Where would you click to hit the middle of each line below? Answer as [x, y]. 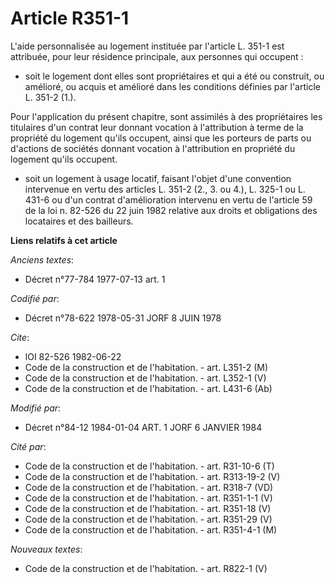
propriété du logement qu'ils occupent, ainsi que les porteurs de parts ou [161, 138]
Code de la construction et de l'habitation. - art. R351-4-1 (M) [151, 529]
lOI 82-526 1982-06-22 [73, 356]
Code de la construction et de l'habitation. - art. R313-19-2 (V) [152, 476]
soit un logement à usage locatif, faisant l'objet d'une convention [158, 178]
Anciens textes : [42, 259]
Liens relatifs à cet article [64, 240]
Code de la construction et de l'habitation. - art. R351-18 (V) [148, 508]
